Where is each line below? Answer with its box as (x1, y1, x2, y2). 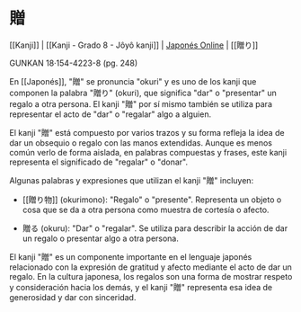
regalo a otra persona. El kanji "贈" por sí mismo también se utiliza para (9, 98, 272, 109)
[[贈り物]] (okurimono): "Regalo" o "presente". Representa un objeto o (22, 194, 282, 205)
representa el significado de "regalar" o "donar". (9, 156, 189, 167)
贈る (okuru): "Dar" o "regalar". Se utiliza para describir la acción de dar (22, 222, 288, 234)
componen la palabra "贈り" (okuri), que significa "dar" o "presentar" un (9, 87, 277, 98)
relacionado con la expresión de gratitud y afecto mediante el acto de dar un (9, 262, 292, 272)
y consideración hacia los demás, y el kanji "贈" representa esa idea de (9, 281, 272, 292)
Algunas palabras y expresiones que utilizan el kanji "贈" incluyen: (9, 174, 254, 185)
